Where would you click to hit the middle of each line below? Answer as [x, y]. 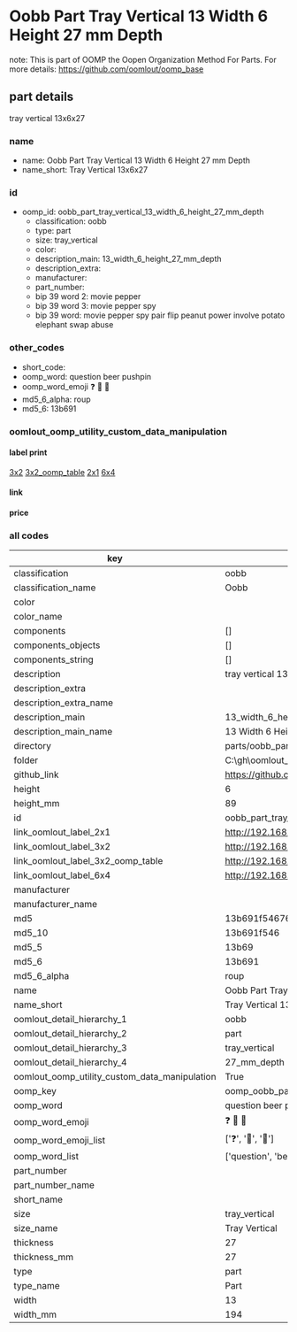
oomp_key [35, 1091]
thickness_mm [44, 1257]
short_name [38, 1199]
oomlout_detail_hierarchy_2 [70, 1034]
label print [28, 452]
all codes [29, 535]
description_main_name [63, 732]
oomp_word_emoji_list [60, 1140]
